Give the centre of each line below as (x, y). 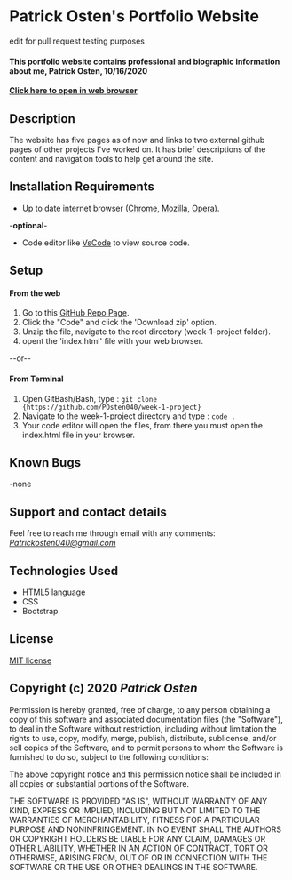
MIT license (31, 660)
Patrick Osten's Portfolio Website (134, 16)
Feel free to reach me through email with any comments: (112, 533)
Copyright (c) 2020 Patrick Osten (103, 688)
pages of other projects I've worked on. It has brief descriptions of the (138, 149)
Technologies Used (63, 571)
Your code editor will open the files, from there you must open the (142, 425)
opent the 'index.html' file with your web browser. (113, 341)
